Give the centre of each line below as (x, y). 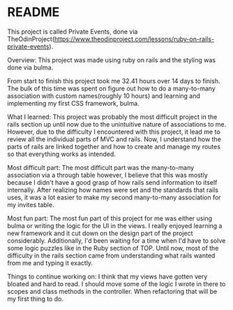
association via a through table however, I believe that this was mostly (107, 175)
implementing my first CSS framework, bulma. (73, 103)
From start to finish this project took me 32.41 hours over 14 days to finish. (114, 80)
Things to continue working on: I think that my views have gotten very (107, 276)
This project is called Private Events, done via (73, 31)
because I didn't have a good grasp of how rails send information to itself (112, 182)
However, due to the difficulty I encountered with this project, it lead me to (114, 132)
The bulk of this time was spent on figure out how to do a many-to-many (112, 88)
